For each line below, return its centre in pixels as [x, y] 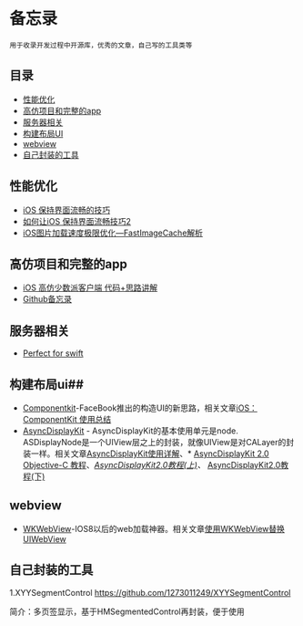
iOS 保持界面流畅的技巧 [66, 210]
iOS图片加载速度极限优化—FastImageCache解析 [112, 233]
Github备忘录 [47, 299]
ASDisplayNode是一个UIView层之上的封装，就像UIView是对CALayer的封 [158, 442]
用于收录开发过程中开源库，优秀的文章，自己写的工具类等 [101, 45]
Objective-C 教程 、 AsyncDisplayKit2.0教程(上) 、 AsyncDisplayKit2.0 [151, 465]
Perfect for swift [53, 353]
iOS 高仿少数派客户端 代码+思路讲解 [90, 287]
